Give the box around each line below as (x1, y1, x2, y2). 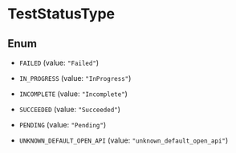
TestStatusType (7, 5, 116, 23)
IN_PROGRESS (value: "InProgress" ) (18, 74, 132, 83)
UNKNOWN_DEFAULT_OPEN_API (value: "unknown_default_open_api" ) (18, 135, 229, 145)
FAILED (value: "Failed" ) (18, 58, 100, 67)
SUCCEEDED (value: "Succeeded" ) (18, 105, 121, 114)
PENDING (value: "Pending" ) (18, 120, 106, 129)
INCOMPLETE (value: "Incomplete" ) (18, 89, 128, 99)
